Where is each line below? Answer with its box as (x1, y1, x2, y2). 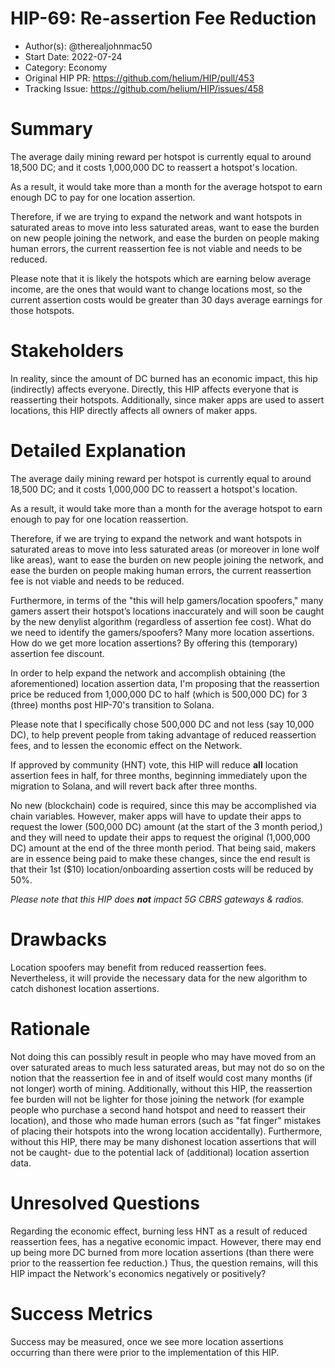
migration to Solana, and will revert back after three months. (10, 780, 258, 792)
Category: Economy (24, 61, 108, 73)
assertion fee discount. (10, 647, 105, 659)
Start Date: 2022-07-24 (24, 50, 123, 62)
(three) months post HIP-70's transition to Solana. (10, 698, 215, 711)
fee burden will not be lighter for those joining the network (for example (10, 1093, 305, 1105)
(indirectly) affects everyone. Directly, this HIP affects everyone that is (10, 383, 299, 395)
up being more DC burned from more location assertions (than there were (10, 1246, 315, 1258)
